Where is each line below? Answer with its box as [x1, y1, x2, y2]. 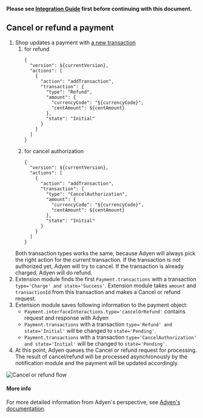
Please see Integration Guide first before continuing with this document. [6, 5, 193, 12]
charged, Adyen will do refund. [15, 269, 93, 276]
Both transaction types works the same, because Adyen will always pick [15, 249, 196, 257]
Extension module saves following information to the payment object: [15, 301, 188, 309]
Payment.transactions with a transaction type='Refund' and [24, 320, 173, 327]
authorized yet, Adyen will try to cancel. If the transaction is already [15, 262, 184, 270]
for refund [24, 45, 50, 52]
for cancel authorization [24, 147, 84, 154]
